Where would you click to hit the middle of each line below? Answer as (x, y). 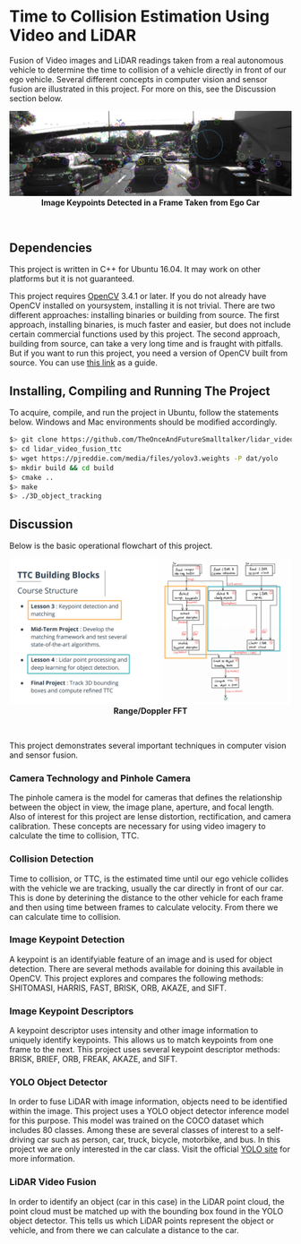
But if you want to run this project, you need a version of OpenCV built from (149, 353)
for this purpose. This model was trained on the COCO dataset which (137, 1120)
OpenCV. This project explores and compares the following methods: (137, 978)
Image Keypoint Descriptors (72, 1011)
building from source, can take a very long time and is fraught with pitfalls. (146, 344)
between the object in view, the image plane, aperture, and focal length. (142, 807)
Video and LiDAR (73, 35)
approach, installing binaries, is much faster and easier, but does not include (150, 325)
